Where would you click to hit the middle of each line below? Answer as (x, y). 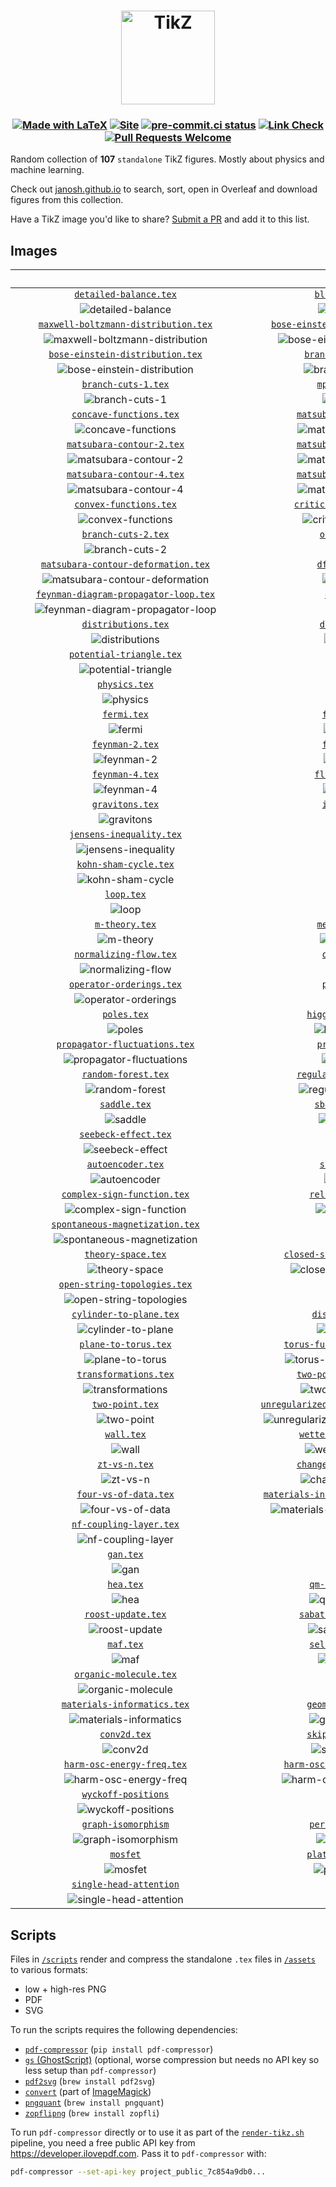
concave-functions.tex (125, 414)
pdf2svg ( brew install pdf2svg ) (90, 2081)
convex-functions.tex (125, 504)
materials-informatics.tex (125, 1704)
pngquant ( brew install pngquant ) (94, 2102)
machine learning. (47, 170)
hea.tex (125, 1584)
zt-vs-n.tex (125, 1464)
